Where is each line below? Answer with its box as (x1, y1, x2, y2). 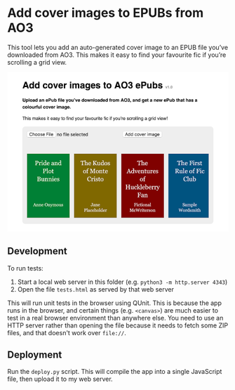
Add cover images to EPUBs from (7, 5, 204, 21)
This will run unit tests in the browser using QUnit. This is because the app (7, 299, 222, 307)
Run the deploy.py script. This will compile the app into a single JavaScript (7, 368, 222, 376)
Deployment (7, 349, 62, 361)
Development (7, 245, 68, 257)
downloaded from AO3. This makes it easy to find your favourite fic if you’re (7, 51, 227, 59)
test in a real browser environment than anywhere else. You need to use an (7, 313, 224, 322)
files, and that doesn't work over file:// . (7, 328, 126, 337)
